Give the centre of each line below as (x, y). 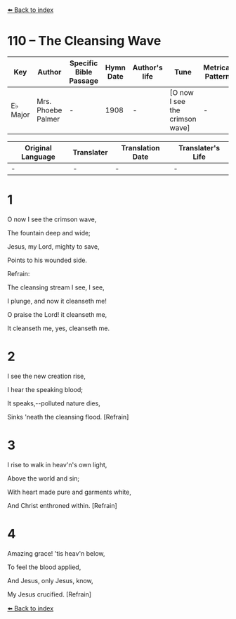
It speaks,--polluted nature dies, (54, 403)
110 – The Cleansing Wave (84, 41)
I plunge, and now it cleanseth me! (57, 301)
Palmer (48, 119)
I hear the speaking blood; (45, 389)
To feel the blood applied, (44, 567)
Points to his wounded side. (47, 260)
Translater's (199, 148)
